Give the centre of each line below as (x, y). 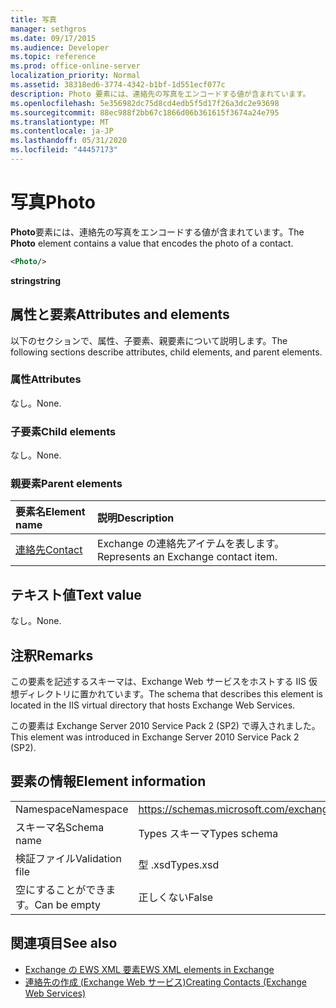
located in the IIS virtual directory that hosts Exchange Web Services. (153, 705)
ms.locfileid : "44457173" (64, 150)
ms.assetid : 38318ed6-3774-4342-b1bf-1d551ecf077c (118, 85)
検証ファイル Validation (68, 858)
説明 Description (135, 518)
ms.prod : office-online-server (75, 66)
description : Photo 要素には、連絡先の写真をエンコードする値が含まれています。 (160, 94)
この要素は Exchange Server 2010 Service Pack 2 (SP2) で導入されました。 (165, 726)
